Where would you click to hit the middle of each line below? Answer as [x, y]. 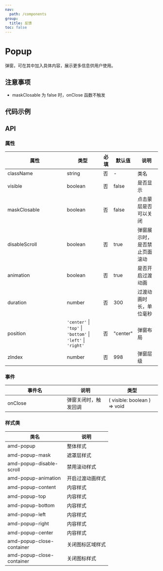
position [16, 333]
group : [12, 18]
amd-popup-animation [34, 478]
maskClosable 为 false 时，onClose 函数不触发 [59, 95]
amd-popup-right [28, 523]
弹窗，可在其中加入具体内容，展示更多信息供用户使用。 [60, 65]
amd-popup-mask [29, 455]
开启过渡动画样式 [87, 478]
